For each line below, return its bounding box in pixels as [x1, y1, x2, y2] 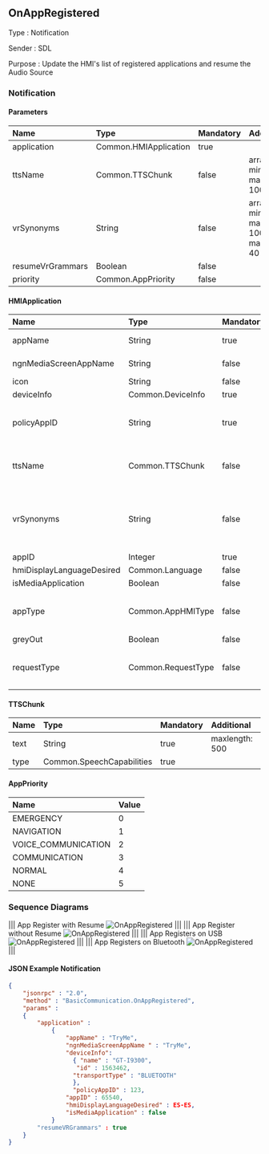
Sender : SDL [8, 43, 52, 53]
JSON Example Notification [8, 964, 102, 973]
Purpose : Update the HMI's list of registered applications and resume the [8, 59, 251, 68]
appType [12, 606, 46, 617]
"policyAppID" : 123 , [72, 1087, 146, 1095]
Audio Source [8, 67, 54, 77]
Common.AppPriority [95, 273, 175, 284]
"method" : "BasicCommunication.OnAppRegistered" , [22, 997, 195, 1005]
